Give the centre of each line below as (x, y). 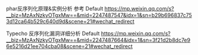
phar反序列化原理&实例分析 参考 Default (55, 8)
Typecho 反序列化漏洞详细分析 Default (53, 33)
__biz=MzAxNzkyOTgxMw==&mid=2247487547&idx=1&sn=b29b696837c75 (99, 15)
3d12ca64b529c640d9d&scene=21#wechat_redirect (70, 21)
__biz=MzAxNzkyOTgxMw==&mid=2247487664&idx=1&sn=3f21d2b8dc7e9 (98, 40)
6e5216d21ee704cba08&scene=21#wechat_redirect (69, 46)
